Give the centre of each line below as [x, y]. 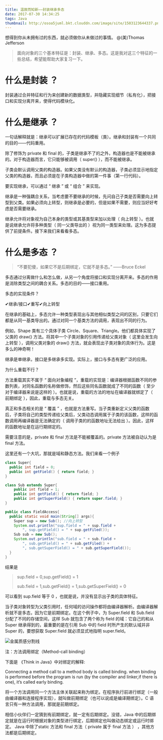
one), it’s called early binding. [34, 682]
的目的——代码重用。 [26, 143]
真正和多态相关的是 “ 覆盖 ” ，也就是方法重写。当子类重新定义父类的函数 [77, 408]
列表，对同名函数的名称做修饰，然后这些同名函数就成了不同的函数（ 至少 [82, 386]
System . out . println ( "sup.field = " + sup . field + [65, 526]
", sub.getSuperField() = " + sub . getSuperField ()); [77, 548]
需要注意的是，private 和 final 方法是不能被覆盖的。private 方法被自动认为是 [81, 437]
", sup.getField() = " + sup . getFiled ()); [66, 530]
